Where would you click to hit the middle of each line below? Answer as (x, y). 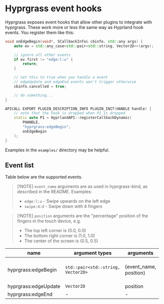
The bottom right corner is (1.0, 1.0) (60, 236)
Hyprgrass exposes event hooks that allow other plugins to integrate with (79, 22)
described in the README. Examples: (54, 192)
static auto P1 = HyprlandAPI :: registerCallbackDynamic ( (73, 118)
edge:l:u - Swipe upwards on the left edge (67, 201)
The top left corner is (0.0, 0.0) (55, 231)
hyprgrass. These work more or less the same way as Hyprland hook (74, 27)
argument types (93, 253)
